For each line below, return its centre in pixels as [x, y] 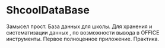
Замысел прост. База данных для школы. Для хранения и [79, 26]
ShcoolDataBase [48, 10]
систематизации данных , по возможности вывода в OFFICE [83, 32]
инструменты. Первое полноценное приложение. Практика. [82, 39]
